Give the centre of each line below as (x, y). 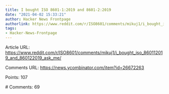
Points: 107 (16, 77)
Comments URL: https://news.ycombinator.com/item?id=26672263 (75, 67)
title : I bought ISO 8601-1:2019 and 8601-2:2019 (58, 10)
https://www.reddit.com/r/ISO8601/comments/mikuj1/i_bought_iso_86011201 (84, 52)
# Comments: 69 (23, 87)
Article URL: (18, 47)
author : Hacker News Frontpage (38, 19)
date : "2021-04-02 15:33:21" (36, 14)
